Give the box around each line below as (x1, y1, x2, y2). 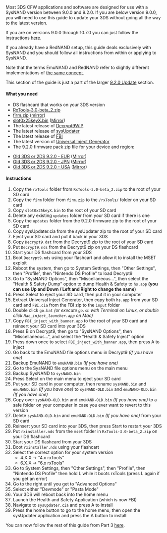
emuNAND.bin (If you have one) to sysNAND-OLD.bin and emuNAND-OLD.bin (12, 386, 157, 392)
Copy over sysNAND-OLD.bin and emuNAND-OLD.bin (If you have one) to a (12, 397, 157, 403)
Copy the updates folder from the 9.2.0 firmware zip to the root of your (12, 218, 157, 224)
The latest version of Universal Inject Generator (12, 139, 110, 145)
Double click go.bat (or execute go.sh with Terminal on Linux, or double (12, 307, 159, 314)
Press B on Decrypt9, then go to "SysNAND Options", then (12, 328, 132, 334)
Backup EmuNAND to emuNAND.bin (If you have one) (12, 360, 118, 366)
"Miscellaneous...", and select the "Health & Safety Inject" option (12, 334, 145, 340)
